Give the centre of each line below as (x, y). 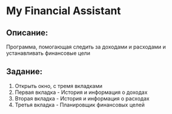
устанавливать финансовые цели (48, 53)
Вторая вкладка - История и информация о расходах (82, 98)
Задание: (24, 72)
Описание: (27, 33)
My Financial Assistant (64, 11)
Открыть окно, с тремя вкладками (58, 86)
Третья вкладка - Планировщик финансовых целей (80, 105)
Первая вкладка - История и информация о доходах (81, 92)
